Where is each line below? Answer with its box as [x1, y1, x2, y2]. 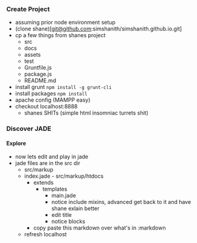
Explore [6, 139, 26, 147]
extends [33, 179, 54, 186]
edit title [51, 211, 72, 219]
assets [24, 51, 41, 58]
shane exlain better [51, 205, 100, 212]
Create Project [6, 5, 50, 13]
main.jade [51, 192, 76, 199]
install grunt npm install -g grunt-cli [15, 83, 112, 91]
